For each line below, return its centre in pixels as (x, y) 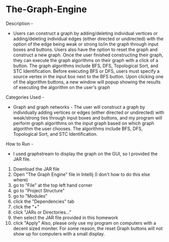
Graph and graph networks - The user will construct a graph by (79, 107)
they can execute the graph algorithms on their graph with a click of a (86, 60)
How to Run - (19, 144)
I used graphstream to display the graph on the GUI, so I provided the (85, 154)
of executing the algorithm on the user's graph (61, 87)
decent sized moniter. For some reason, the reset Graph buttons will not (88, 228)
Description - (19, 23)
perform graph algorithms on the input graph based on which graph (84, 123)
